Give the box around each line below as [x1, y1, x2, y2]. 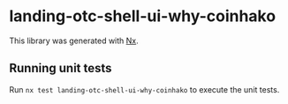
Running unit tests [9, 61, 112, 76]
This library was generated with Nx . [9, 35, 139, 46]
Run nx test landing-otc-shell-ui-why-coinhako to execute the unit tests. [9, 84, 280, 94]
